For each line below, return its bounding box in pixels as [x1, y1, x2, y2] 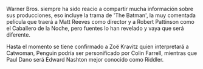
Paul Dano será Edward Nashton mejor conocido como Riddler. [6, 56, 164, 63]
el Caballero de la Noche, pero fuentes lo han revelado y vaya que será [6, 24, 184, 32]
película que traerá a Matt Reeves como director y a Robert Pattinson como [6, 18, 194, 25]
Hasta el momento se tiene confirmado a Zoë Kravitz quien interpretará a [6, 43, 189, 50]
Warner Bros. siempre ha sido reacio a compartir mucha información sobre [6, 5, 193, 12]
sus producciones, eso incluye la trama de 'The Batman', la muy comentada [6, 12, 196, 19]
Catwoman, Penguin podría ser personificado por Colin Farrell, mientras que [6, 49, 198, 57]
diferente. [6, 31, 31, 38]
